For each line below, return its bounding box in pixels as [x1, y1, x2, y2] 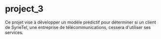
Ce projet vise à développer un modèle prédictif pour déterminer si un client [5, 19, 156, 25]
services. [5, 29, 23, 35]
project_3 [5, 3, 44, 14]
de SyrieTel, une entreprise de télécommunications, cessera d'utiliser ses [5, 24, 151, 30]
